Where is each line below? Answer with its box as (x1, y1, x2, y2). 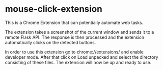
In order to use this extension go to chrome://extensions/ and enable (5, 49, 144, 55)
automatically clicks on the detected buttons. (5, 39, 96, 45)
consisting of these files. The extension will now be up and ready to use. (5, 59, 152, 65)
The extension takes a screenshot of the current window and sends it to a (5, 29, 154, 35)
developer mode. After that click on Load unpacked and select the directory (5, 54, 159, 60)
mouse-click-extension (5, 3, 103, 15)
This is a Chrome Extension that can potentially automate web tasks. (5, 20, 143, 25)
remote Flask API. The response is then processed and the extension (5, 34, 145, 40)
